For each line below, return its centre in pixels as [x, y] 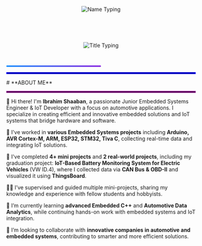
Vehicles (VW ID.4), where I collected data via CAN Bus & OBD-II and [92, 169]
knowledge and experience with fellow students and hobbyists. [84, 194]
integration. [20, 218]
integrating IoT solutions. [37, 145]
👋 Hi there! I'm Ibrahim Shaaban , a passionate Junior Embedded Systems [97, 101]
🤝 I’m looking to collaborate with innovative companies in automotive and [98, 230]
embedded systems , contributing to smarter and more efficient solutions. [98, 236]
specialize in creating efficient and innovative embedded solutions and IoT [98, 114]
